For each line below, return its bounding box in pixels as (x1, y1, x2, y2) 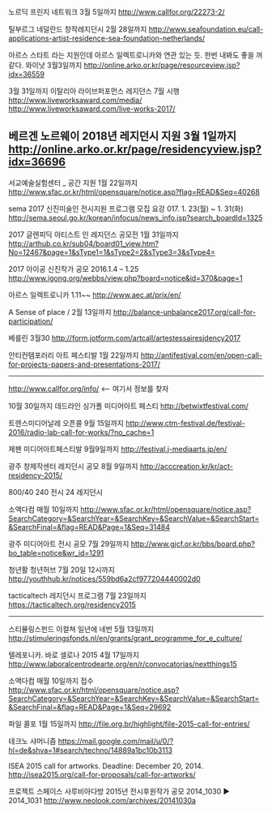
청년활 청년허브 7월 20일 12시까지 (8, 565, 115, 574)
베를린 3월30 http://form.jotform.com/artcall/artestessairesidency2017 (8, 333, 241, 342)
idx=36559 (8, 70, 45, 79)
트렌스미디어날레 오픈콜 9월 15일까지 (8, 418, 124, 428)
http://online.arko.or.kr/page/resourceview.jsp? (83, 60, 240, 70)
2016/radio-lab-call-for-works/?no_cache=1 (8, 427, 155, 437)
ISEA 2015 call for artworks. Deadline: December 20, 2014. (8, 761, 204, 771)
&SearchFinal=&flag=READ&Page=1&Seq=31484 (8, 522, 171, 531)
